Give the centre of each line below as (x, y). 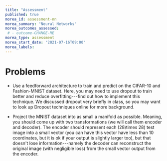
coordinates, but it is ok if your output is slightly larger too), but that (82, 137)
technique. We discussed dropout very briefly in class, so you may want (86, 101)
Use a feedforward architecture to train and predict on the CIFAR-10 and (86, 85)
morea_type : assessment (30, 38)
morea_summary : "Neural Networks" (41, 24)
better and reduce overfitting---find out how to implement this (76, 96)
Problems (25, 72)
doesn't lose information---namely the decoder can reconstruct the (82, 143)
